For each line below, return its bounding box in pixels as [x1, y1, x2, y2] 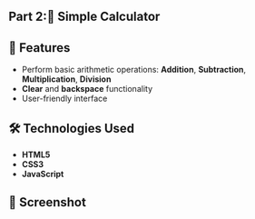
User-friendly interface [21, 93, 108, 105]
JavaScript [21, 169, 64, 180]
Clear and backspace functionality [21, 84, 153, 95]
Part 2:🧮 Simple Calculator [8, 9, 161, 25]
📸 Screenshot [8, 194, 87, 210]
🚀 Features [8, 40, 71, 55]
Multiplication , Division [21, 74, 112, 85]
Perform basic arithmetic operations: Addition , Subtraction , [21, 65, 247, 75]
